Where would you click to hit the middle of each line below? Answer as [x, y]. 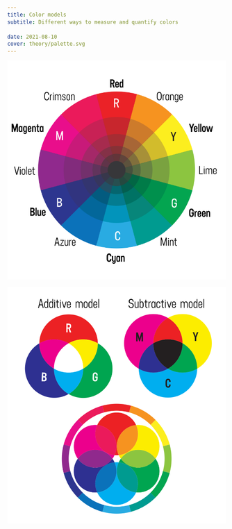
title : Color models [37, 15]
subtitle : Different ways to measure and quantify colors [93, 22]
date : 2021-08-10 [32, 37]
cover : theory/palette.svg [46, 44]
